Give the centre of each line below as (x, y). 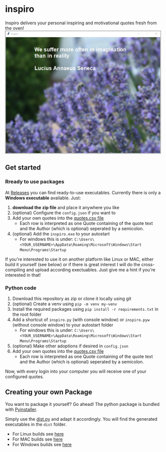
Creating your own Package (49, 392)
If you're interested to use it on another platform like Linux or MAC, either (80, 259)
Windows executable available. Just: (43, 198)
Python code (21, 287)
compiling (15, 270)
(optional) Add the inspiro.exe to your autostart (61, 233)
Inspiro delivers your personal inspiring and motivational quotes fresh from (81, 23)
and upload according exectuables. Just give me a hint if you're (91, 270)
